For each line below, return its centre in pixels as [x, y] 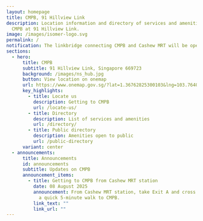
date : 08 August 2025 [60, 186]
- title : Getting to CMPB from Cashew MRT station [93, 181]
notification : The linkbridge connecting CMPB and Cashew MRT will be [97, 46]
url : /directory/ [55, 125]
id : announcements [45, 164]
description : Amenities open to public [83, 136]
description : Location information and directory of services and [92, 23]
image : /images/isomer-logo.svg [47, 35]
